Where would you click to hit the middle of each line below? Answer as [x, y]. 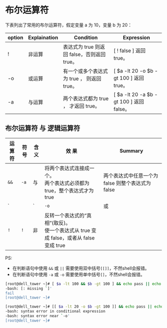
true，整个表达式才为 [69, 191]
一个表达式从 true [70, 230]
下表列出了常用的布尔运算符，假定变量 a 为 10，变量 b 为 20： [69, 25]
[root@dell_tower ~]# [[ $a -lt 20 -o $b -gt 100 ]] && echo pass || [79, 307]
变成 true [55, 245]
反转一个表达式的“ [66, 216]
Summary [131, 151]
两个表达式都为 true [86, 99]
